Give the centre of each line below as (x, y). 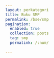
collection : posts (30, 33)
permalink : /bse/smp (27, 19)
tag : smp (19, 38)
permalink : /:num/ (30, 43)
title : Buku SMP (22, 15)
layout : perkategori (27, 10)
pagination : (18, 24)
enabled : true (25, 29)
